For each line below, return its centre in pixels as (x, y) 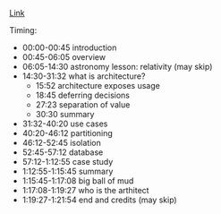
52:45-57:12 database (63, 152)
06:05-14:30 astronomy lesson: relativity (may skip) (117, 67)
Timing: (23, 30)
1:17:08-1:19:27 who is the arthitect (85, 190)
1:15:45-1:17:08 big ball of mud (78, 181)
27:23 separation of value (83, 105)
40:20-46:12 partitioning (68, 133)
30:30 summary (65, 114)
